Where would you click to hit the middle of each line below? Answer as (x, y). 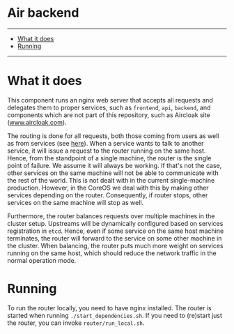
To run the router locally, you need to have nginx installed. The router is (109, 308)
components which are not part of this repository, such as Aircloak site (109, 115)
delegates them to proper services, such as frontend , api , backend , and (109, 107)
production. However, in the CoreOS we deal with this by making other (108, 188)
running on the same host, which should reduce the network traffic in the (112, 253)
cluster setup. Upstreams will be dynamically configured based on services (115, 223)
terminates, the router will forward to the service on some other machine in (115, 238)
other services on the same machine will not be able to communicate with (113, 173)
